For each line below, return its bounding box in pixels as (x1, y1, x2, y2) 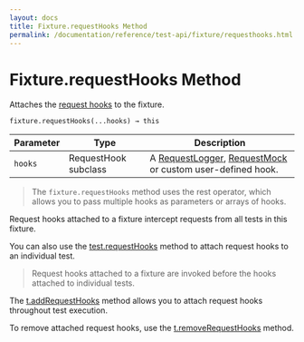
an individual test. (9, 250, 75, 261)
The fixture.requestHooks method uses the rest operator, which (31, 187, 271, 198)
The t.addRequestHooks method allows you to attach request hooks (9, 296, 263, 307)
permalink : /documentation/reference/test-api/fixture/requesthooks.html (9, 30, 294, 39)
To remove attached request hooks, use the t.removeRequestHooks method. (9, 323, 294, 334)
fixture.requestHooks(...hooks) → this (9, 117, 160, 126)
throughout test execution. (9, 305, 109, 316)
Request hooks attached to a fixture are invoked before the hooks (31, 269, 277, 279)
